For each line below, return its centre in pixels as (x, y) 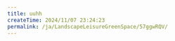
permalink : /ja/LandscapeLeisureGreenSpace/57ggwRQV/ (88, 26)
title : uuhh (25, 14)
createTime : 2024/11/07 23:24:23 (56, 20)
